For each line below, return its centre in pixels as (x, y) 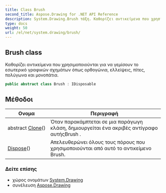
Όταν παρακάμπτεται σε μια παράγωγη (97, 121)
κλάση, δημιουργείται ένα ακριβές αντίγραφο (104, 128)
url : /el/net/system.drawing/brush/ (43, 33)
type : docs (16, 23)
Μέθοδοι (19, 99)
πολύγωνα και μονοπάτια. (32, 75)
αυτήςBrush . (66, 134)
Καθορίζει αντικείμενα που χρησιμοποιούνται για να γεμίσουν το (72, 64)
